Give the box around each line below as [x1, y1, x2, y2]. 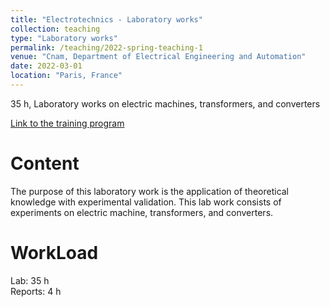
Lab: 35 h [10, 274, 50, 286]
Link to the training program [10, 117, 125, 129]
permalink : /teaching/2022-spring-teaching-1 [10, 42, 203, 53]
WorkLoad [10, 242, 99, 264]
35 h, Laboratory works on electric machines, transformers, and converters [10, 97, 321, 110]
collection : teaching [10, 24, 101, 34]
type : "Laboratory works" [10, 33, 118, 43]
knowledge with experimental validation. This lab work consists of [10, 196, 282, 208]
